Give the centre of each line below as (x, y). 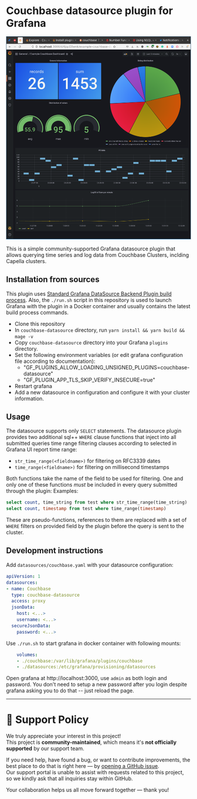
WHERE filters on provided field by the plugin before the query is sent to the (95, 526)
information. (29, 398)
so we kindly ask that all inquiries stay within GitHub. (69, 778)
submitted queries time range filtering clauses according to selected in (91, 443)
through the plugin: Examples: (42, 491)
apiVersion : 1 (23, 576)
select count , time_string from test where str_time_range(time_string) (97, 502)
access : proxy (28, 601)
